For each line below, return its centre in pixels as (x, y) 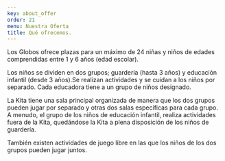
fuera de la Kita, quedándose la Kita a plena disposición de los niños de (108, 122)
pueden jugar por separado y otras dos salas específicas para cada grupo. (113, 108)
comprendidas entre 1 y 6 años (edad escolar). (73, 60)
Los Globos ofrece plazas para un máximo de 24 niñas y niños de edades (111, 52)
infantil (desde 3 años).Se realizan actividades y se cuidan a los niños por (111, 80)
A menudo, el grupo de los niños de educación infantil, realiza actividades (111, 115)
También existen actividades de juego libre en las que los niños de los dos (112, 143)
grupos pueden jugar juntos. (47, 150)
